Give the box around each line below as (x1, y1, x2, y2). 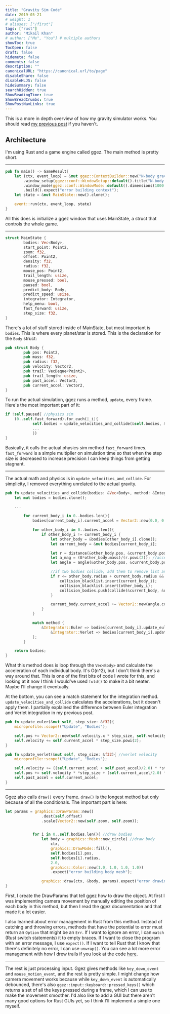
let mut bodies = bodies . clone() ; (14, 495, 87, 500)
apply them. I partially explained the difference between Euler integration (5, 705, 157, 711)
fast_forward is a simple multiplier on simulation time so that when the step (5, 450, 162, 456)
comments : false (5, 59, 39, 64)
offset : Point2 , (23, 254, 58, 259)
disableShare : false (5, 73, 49, 79)
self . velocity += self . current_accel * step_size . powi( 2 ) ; (14, 738, 142, 743)
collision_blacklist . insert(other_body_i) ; (59, 583, 153, 588)
